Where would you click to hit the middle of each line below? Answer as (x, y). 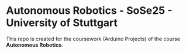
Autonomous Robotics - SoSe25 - (89, 11)
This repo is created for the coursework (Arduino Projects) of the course (93, 39)
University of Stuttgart (62, 23)
